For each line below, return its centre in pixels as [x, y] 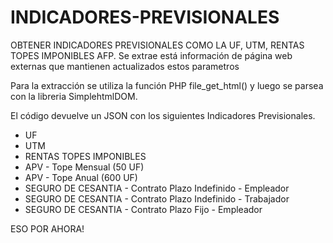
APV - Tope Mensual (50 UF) [84, 167]
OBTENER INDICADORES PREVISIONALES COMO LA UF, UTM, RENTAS [157, 45]
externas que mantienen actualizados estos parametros [125, 66]
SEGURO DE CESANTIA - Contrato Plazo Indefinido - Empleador [157, 188]
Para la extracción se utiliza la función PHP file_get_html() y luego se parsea [167, 85]
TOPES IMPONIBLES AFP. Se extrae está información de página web [151, 55]
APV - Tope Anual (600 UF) [81, 177]
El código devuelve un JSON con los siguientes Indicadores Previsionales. [163, 115]
